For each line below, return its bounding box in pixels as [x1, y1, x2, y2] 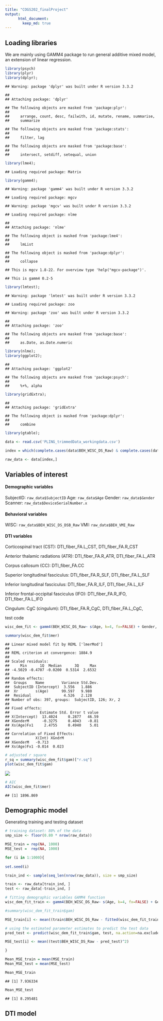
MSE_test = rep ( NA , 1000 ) [5, 846, 60, 851]
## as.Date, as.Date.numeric [5, 340, 73, 346]
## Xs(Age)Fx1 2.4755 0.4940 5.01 [5, 723, 98, 728]
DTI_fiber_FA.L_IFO [5, 596, 43, 602]
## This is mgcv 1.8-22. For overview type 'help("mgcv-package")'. [5, 268, 147, 273]
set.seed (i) [5, 864, 29, 869]
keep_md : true [22, 20, 51, 26]
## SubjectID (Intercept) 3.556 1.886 [5, 685, 92, 690]
